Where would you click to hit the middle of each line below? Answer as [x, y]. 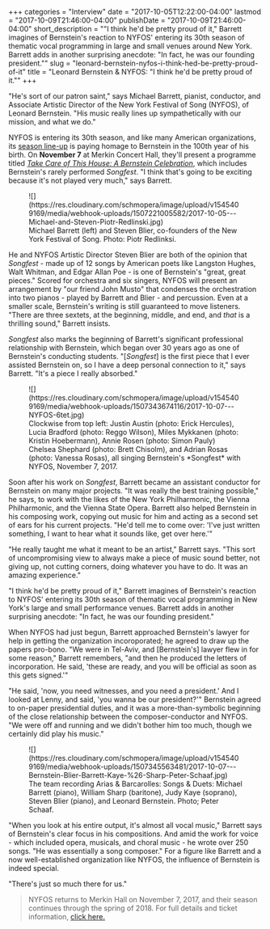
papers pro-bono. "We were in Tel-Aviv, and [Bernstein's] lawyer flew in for [134, 649]
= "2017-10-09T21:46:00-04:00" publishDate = [87, 20]
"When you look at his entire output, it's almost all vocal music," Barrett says [135, 825]
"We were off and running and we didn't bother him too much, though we [130, 725]
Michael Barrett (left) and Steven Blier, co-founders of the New [133, 230]
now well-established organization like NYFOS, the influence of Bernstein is [134, 859]
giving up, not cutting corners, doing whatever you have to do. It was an [128, 566]
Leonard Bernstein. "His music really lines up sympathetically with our [125, 113]
